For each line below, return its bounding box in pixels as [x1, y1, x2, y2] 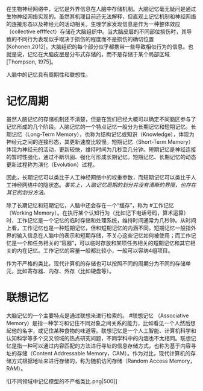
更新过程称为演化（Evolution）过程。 [6, 161, 98, 168]
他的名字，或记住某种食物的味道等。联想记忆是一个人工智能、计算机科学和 [11, 327, 196, 334]
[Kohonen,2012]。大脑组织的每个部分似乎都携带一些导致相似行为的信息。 [6, 43, 189, 50]
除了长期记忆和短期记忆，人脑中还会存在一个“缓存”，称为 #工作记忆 [6, 201, 175, 208]
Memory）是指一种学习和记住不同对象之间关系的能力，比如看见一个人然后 [6, 319, 191, 326]
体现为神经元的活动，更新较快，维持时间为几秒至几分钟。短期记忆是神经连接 [6, 146, 196, 153]
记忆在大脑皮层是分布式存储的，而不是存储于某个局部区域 [27, 51, 170, 57]
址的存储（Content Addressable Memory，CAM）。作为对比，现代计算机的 [6, 349, 191, 357]
